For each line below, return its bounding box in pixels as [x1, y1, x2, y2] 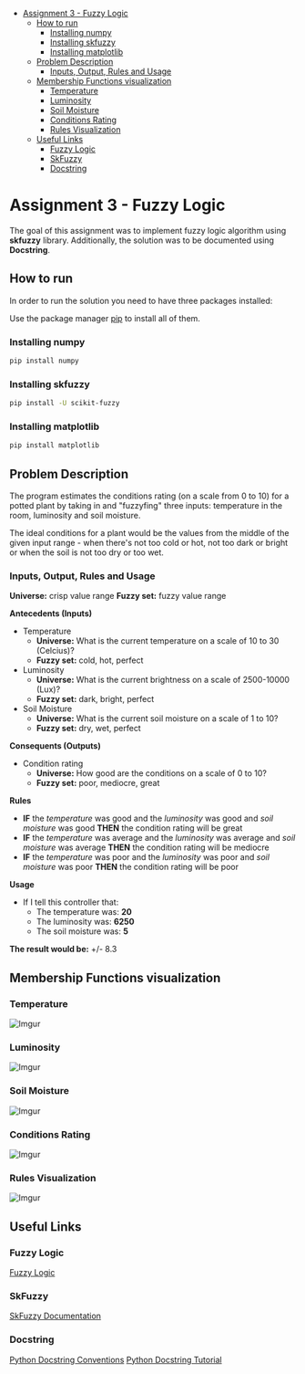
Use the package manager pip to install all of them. [9, 312, 200, 323]
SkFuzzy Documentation [9, 1310, 102, 1322]
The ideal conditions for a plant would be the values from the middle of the [9, 528, 290, 539]
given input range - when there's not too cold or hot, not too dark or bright [9, 538, 289, 549]
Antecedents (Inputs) [9, 608, 93, 619]
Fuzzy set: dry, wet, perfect [36, 723, 141, 734]
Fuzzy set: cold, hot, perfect [36, 655, 144, 666]
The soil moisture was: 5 [36, 926, 129, 937]
